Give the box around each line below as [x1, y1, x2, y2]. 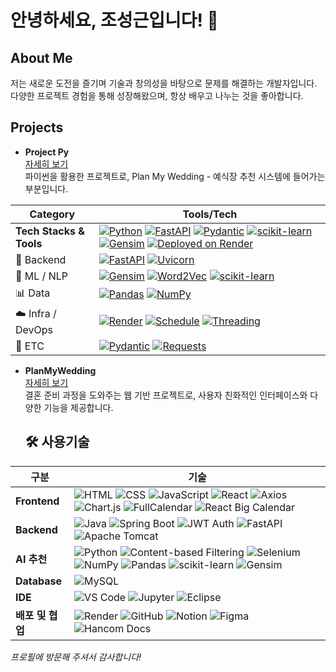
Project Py [24, 146, 70, 158]
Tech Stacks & [15, 224, 86, 238]
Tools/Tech [182, 207, 238, 221]
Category [29, 207, 76, 221]
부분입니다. [24, 182, 69, 195]
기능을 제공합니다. [43, 401, 114, 413]
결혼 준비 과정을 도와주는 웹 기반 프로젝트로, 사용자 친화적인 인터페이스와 [24, 389, 308, 401]
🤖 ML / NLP [15, 269, 68, 283]
